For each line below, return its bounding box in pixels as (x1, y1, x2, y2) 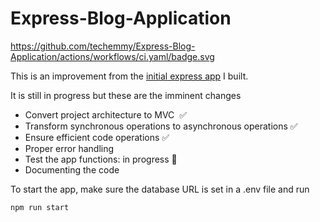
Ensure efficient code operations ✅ (24, 131, 170, 143)
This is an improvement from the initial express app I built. (10, 70, 249, 82)
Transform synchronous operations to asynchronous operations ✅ (24, 120, 298, 132)
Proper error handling (24, 142, 115, 154)
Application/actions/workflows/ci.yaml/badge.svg (10, 50, 215, 62)
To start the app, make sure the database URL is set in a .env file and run (10, 183, 310, 195)
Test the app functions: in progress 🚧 (24, 153, 178, 165)
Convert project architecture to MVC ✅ (24, 108, 188, 121)
